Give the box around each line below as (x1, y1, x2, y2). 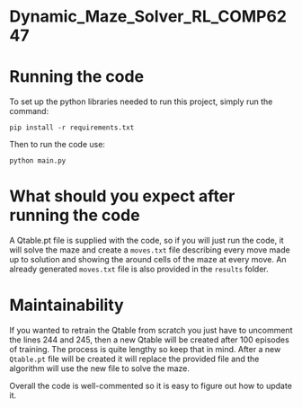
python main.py (9, 156, 67, 165)
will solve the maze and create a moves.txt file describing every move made (9, 244, 290, 255)
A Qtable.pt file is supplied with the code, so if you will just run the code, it (9, 235, 285, 246)
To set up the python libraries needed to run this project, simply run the (9, 96, 273, 107)
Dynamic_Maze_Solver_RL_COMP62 (9, 6, 288, 27)
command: (9, 106, 49, 117)
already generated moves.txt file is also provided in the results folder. (9, 263, 270, 275)
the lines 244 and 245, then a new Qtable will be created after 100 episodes (9, 334, 289, 345)
